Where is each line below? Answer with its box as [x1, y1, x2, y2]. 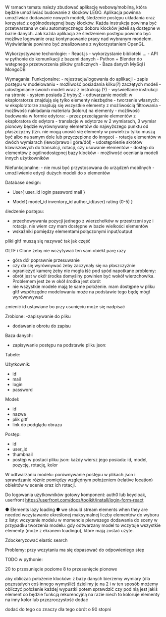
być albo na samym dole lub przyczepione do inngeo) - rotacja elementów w [5, 134, 162, 140]
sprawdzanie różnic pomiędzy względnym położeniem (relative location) [5, 477, 153, 483]
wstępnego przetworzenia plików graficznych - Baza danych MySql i [5, 61, 145, 67]
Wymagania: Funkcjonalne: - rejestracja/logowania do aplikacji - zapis [5, 76, 148, 82]
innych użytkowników [5, 155, 50, 161]
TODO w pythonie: [5, 557, 43, 562]
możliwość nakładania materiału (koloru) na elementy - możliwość [5, 108, 140, 113]
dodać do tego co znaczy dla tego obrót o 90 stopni [5, 607, 111, 612]
